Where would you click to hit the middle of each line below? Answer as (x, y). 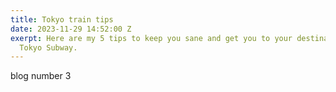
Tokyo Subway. (48, 47)
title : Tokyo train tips (62, 19)
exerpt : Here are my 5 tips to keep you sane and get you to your (151, 38)
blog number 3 (41, 76)
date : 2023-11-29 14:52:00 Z (71, 29)
